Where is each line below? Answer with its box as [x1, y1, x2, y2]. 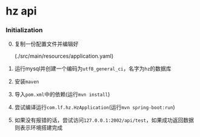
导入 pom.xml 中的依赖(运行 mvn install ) [14, 91, 110, 98]
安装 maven [14, 78, 39, 85]
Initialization [5, 26, 43, 35]
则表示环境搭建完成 [14, 124, 63, 132]
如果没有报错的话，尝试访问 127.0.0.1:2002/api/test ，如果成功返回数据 [14, 116, 195, 124]
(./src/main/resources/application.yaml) [14, 53, 114, 60]
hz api [5, 4, 37, 18]
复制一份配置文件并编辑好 [14, 41, 79, 48]
